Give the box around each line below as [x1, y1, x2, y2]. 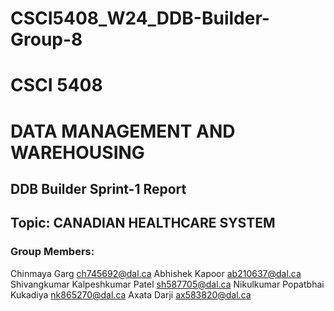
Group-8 [10, 28, 83, 51]
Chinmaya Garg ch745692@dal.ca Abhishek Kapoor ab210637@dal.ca [10, 267, 302, 279]
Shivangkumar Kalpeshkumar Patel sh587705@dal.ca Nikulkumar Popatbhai [10, 278, 325, 290]
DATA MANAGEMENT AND [10, 120, 236, 142]
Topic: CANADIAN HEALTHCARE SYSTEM [10, 215, 276, 232]
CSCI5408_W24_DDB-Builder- [10, 7, 270, 30]
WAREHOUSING [10, 141, 145, 164]
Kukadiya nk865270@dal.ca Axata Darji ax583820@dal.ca [10, 288, 252, 301]
